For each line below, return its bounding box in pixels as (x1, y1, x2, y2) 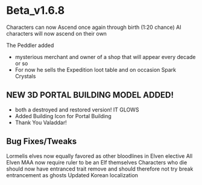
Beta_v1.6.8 (6, 4, 65, 17)
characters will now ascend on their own (6, 30, 107, 37)
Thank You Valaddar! (14, 119, 68, 126)
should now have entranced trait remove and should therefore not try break (6, 165, 194, 172)
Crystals (14, 72, 36, 80)
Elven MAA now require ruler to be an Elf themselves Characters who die (6, 158, 188, 166)
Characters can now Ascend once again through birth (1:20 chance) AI (6, 24, 182, 31)
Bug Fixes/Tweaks (6, 136, 77, 146)
